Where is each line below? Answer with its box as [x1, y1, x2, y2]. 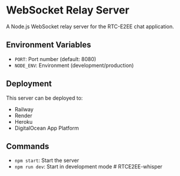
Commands [6, 141, 50, 151]
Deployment [6, 79, 52, 89]
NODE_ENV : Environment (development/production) [14, 62, 134, 69]
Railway [14, 106, 34, 113]
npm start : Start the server [14, 157, 79, 164]
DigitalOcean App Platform [14, 124, 79, 131]
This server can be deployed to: [6, 94, 83, 101]
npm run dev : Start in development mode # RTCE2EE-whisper [14, 163, 163, 170]
